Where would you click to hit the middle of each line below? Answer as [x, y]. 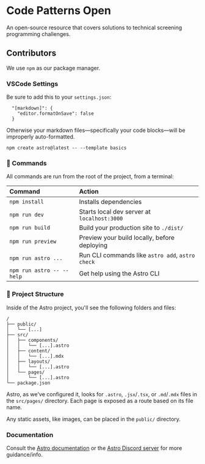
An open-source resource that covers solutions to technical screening [94, 27]
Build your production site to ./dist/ [131, 228]
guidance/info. [25, 454]
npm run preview [33, 241]
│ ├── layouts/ [28, 361]
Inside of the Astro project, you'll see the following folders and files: [91, 307]
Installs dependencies [110, 202]
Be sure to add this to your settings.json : [59, 97]
